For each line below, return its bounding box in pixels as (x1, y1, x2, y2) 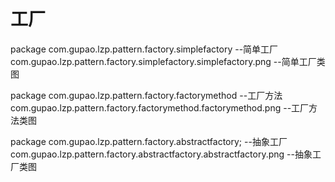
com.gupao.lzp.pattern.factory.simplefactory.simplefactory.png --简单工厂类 (10, 55, 326, 67)
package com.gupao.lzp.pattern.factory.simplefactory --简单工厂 (10, 43, 279, 55)
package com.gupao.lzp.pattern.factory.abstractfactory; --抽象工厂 (10, 135, 288, 147)
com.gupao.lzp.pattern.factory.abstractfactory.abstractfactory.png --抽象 (10, 148, 313, 160)
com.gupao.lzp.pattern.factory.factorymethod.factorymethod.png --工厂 (10, 101, 310, 114)
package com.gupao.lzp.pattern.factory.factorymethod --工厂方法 (10, 89, 283, 101)
